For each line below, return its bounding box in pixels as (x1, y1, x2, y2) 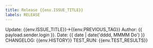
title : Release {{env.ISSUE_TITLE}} (5, 7, 83, 13)
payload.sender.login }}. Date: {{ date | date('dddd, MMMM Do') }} (5, 32, 145, 38)
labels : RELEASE (5, 12, 40, 17)
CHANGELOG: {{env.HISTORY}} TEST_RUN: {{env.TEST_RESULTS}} (5, 37, 148, 43)
